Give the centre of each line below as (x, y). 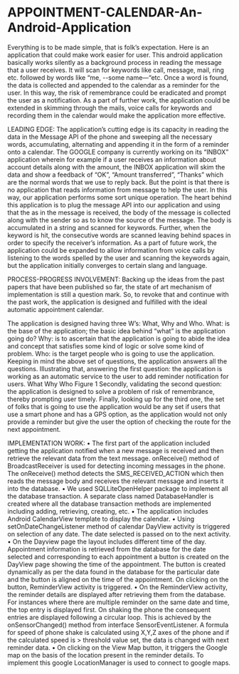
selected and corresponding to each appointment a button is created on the (118, 556)
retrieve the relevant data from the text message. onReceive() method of (113, 458)
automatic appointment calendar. (56, 309)
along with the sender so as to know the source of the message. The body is (120, 220)
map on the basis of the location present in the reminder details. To (106, 655)
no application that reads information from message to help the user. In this (117, 190)
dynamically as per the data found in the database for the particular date (113, 571)
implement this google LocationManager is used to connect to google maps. (119, 663)
